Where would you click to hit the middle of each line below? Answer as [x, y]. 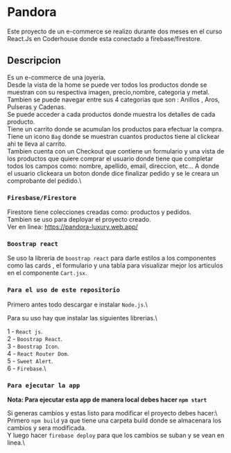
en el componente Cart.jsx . [48, 273]
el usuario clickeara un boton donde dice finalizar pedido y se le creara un [113, 173]
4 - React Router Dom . [38, 353]
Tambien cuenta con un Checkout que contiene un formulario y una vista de [116, 151]
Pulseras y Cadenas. [36, 107]
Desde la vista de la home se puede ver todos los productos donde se [107, 85]
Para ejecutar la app [44, 385]
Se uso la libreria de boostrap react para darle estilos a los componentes [112, 258]
